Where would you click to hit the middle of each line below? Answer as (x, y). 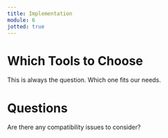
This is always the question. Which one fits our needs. (84, 80)
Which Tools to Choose (75, 61)
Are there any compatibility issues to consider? (74, 127)
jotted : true (26, 26)
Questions (37, 108)
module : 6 (21, 20)
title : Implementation (40, 14)
